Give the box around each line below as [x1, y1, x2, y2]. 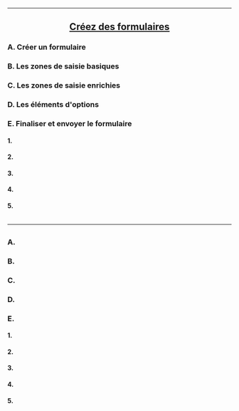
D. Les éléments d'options [7, 100, 100, 110]
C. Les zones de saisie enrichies [7, 80, 121, 90]
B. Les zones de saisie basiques [7, 61, 119, 71]
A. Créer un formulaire [7, 42, 87, 52]
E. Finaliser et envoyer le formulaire [7, 119, 132, 128]
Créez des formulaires [69, 21, 170, 33]
